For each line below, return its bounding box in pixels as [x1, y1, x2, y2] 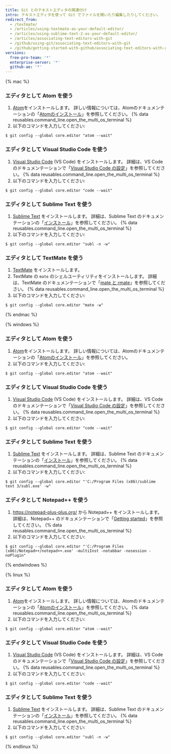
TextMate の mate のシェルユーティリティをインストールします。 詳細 [12, 273, 157, 279]
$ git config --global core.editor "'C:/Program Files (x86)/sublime [5, 479, 156, 484]
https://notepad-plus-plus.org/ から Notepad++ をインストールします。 [12, 509, 162, 515]
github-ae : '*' [10, 64, 42, 69]
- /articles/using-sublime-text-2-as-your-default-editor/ [10, 31, 138, 36]
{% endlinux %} [5, 744, 39, 750]
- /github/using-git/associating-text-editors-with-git [10, 41, 131, 46]
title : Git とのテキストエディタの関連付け [5, 7, 87, 13]
